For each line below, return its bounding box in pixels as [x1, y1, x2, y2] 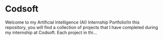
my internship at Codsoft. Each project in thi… [5, 29, 97, 35]
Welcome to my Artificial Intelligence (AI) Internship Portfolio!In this [5, 19, 140, 25]
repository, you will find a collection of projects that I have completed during [5, 24, 159, 30]
